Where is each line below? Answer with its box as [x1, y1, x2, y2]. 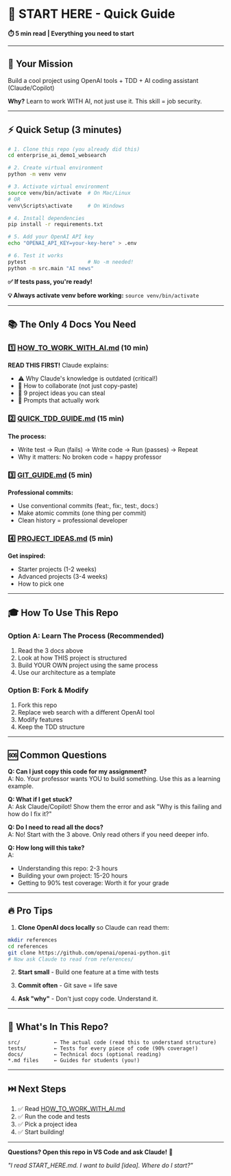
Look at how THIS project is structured [17, 653, 127, 662]
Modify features [17, 716, 64, 724]
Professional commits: [8, 488, 74, 496]
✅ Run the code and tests [17, 1112, 90, 1120]
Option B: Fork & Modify [8, 685, 89, 695]
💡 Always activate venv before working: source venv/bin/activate [8, 291, 199, 299]
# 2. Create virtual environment [8, 165, 104, 171]
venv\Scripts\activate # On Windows [8, 202, 125, 209]
